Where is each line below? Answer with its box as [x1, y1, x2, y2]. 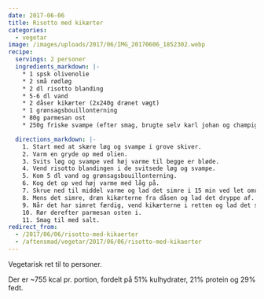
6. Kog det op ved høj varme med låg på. [22, 179, 159, 187]
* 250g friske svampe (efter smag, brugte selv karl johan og [22, 121, 230, 129]
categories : [8, 26, 47, 34]
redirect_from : [8, 223, 58, 231]
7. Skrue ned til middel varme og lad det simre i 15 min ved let [22, 186, 244, 194]
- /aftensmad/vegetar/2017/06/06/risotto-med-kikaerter [15, 238, 202, 246]
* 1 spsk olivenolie [22, 70, 90, 78]
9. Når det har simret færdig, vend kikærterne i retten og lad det [22, 201, 251, 209]
